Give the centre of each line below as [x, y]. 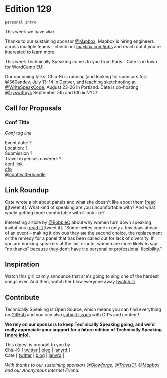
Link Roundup [27, 190]
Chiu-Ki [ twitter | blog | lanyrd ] [38, 350]
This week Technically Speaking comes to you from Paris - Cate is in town [81, 61]
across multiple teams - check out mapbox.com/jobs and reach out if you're [83, 46]
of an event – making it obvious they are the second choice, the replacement [83, 233]
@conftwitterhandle [25, 174]
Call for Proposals [33, 108]
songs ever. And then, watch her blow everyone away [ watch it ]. [71, 282]
